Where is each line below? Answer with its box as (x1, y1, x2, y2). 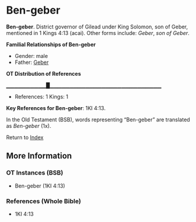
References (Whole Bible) (6, 197, 81, 205)
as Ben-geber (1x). (6, 122, 52, 129)
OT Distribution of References (6, 70, 81, 77)
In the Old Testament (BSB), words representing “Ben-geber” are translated (6, 116, 191, 123)
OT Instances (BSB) (6, 169, 63, 177)
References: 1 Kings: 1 (14, 93, 69, 100)
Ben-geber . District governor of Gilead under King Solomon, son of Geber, (6, 23, 188, 30)
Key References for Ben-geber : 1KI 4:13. (6, 104, 106, 111)
